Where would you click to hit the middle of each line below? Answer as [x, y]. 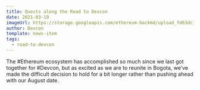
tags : [13, 39]
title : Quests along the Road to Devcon [57, 12]
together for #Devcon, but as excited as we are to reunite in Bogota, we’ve [97, 67]
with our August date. [33, 80]
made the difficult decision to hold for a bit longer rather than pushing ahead [100, 74]
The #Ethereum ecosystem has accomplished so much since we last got [95, 61]
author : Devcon [25, 28]
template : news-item [32, 34]
